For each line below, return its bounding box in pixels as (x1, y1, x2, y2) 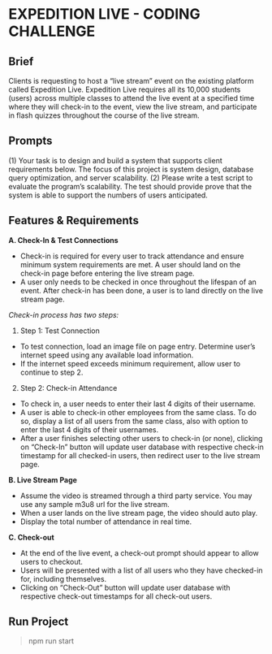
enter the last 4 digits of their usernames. (19, 424, 159, 435)
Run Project (8, 615, 69, 629)
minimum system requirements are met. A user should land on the (19, 259, 241, 269)
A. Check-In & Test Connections (8, 235, 119, 245)
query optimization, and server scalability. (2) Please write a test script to (8, 172, 253, 183)
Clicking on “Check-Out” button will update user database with (19, 583, 231, 592)
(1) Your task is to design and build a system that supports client (8, 155, 223, 165)
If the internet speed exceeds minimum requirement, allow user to (19, 358, 241, 368)
